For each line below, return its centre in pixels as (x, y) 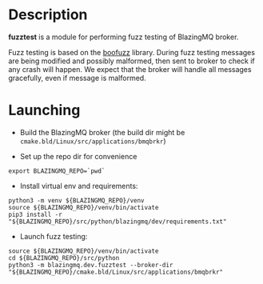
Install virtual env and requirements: (79, 186)
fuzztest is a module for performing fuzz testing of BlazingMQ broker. (124, 37)
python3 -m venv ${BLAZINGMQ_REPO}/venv (77, 200)
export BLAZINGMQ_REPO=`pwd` (57, 171)
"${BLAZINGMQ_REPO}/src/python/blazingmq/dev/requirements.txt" (118, 222)
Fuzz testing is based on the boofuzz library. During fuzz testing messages (132, 52)
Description (48, 15)
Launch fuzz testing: (54, 236)
